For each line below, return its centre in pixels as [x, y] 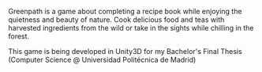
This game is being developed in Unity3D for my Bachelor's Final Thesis [125, 51]
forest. [19, 36]
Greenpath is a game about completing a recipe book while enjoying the [125, 11]
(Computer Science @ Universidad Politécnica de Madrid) [102, 59]
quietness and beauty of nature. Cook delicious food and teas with [116, 20]
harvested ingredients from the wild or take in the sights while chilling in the [131, 28]
